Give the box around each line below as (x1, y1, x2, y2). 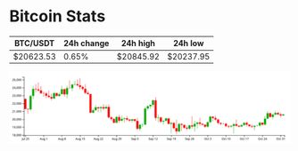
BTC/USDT (14, 38, 55, 49)
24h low (172, 38, 204, 49)
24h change (63, 38, 110, 49)
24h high (120, 38, 156, 49)
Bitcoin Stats (9, 6, 106, 27)
